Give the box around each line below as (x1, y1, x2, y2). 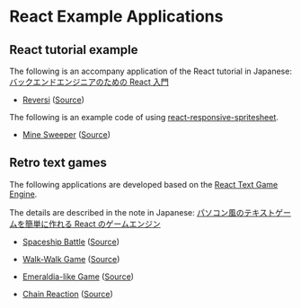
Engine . (9, 189, 38, 199)
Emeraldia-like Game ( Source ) (22, 271, 135, 282)
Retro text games (9, 155, 108, 171)
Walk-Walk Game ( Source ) (22, 253, 120, 264)
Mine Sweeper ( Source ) (22, 129, 111, 140)
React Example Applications (9, 6, 224, 27)
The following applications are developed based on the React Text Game (9, 179, 279, 189)
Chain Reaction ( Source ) (22, 288, 114, 299)
